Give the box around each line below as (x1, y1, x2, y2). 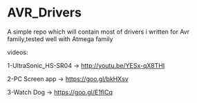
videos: (7, 48, 28, 56)
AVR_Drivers (7, 5, 82, 21)
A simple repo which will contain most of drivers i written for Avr (7, 27, 190, 36)
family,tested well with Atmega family (7, 34, 113, 43)
